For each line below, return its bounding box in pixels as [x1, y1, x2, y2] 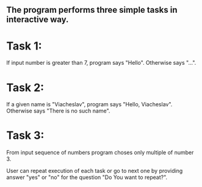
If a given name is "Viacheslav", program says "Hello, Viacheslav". [6, 101, 173, 108]
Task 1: [6, 39, 42, 53]
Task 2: [6, 81, 45, 94]
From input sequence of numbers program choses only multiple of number [6, 149, 194, 156]
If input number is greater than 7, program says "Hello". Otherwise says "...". [6, 59, 197, 67]
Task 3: [6, 128, 45, 142]
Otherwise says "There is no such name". [6, 107, 110, 115]
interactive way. [6, 15, 69, 25]
